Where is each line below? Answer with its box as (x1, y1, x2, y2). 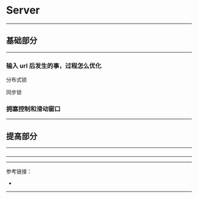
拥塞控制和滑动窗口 (6, 104, 61, 113)
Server (6, 4, 40, 17)
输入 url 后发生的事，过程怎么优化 (6, 61, 102, 70)
